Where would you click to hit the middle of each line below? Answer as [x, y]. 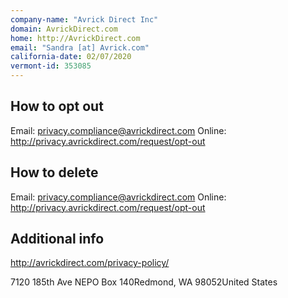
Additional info [57, 239]
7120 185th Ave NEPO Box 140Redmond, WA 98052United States [144, 282]
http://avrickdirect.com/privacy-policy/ [90, 263]
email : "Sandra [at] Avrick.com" [80, 47]
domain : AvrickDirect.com [64, 29]
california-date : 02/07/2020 [71, 57]
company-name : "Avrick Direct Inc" [84, 19]
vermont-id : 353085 [51, 66]
